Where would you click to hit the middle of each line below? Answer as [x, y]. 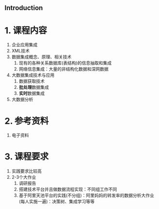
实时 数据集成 [32, 93]
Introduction [24, 8]
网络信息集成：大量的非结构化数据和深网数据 [64, 69]
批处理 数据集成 [34, 87]
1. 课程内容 [26, 30]
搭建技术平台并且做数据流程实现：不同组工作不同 [68, 190]
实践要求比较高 [26, 171]
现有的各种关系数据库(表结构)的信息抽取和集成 [65, 63]
